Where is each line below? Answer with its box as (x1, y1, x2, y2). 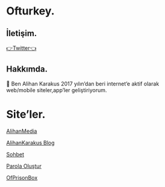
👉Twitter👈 (6, 44, 37, 52)
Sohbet (6, 150, 24, 158)
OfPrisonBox (6, 174, 38, 181)
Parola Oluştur (6, 162, 42, 170)
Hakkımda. (6, 64, 48, 75)
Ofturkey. (6, 4, 55, 18)
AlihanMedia (6, 127, 37, 135)
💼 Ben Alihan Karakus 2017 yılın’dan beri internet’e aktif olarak (6, 80, 160, 87)
